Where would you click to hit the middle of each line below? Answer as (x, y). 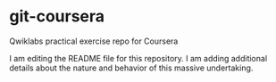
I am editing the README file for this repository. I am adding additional (138, 58)
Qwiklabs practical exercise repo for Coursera (94, 41)
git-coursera (57, 16)
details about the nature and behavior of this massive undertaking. (131, 68)
